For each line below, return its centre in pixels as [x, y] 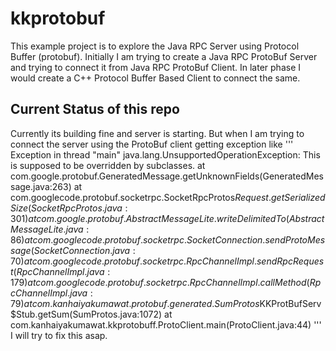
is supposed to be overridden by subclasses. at [108, 165]
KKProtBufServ [290, 303]
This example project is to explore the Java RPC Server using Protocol [155, 46]
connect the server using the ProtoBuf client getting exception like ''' [152, 144]
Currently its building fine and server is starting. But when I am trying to [157, 133]
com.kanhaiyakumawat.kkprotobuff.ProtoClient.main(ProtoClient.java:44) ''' [166, 324]
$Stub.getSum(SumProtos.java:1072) [86, 314]
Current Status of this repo [95, 109]
